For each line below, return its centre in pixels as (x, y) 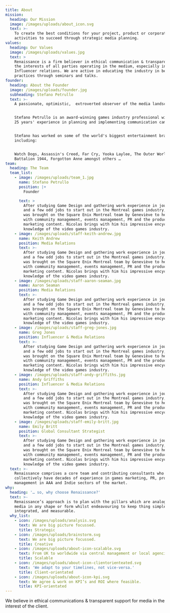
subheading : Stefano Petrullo (41, 95)
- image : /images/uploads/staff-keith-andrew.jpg (68, 234)
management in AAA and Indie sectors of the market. (71, 483)
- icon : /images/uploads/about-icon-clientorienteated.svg (78, 563)
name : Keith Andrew (39, 238)
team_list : (21, 173)
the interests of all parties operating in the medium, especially (87, 66)
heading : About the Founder (39, 85)
